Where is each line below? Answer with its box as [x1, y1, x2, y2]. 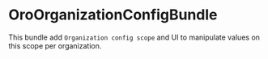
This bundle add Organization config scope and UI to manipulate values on [8, 32, 261, 42]
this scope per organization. [8, 40, 102, 50]
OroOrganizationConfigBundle [8, 6, 218, 24]
